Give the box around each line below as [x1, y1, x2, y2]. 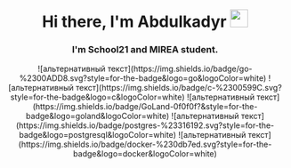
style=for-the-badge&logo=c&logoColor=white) [10, 92, 185, 102]
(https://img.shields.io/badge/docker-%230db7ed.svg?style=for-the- [18, 139, 272, 150]
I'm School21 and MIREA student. [71, 44, 219, 56]
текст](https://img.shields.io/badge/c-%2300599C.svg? [75, 83, 282, 93]
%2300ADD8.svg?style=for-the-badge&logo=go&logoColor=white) [19, 73, 267, 84]
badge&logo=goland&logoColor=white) [25, 111, 170, 122]
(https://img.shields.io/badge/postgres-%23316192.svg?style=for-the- [15, 120, 275, 131]
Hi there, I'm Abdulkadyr [41, 12, 227, 32]
